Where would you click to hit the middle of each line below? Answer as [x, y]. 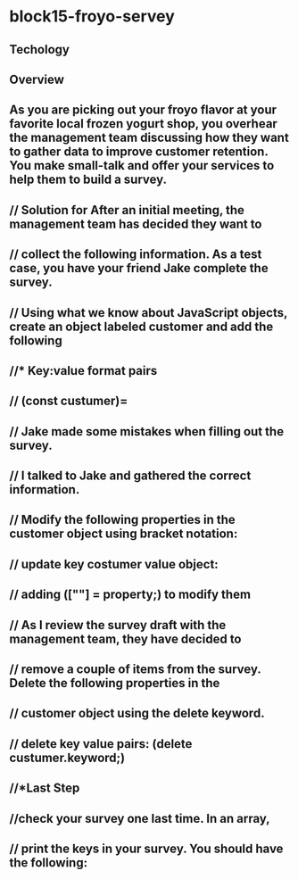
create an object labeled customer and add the [141, 326]
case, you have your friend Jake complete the [139, 268]
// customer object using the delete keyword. [137, 713]
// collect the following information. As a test [136, 255]
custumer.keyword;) [67, 757]
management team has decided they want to [136, 224]
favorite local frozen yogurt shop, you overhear [144, 124]
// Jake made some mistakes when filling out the [146, 431]
